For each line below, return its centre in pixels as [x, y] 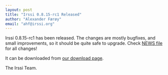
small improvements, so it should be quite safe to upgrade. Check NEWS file [84, 43]
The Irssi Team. [21, 68]
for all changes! [21, 48]
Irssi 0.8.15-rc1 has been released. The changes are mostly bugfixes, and [80, 38]
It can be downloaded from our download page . [54, 58]
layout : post [19, 10]
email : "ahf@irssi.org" [30, 24]
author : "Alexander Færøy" [33, 19]
